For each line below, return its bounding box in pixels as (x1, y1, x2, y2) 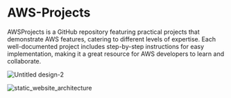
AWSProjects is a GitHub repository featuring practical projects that (7, 28, 200, 36)
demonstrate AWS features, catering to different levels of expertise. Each (7, 35, 216, 43)
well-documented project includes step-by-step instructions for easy (7, 42, 205, 50)
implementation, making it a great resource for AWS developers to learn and (7, 50, 225, 58)
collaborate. (7, 57, 42, 65)
